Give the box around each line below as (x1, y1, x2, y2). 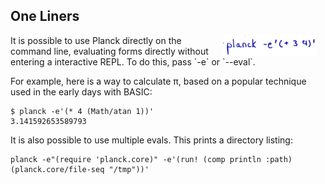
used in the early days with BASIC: (10, 85, 153, 98)
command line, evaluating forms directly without (10, 45, 209, 57)
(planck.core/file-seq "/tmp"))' (10, 164, 150, 174)
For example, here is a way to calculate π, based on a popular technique (10, 75, 307, 87)
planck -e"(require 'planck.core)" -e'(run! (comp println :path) (10, 154, 293, 164)
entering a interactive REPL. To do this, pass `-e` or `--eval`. (10, 55, 256, 68)
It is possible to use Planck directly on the (10, 34, 182, 46)
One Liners (10, 8, 80, 25)
